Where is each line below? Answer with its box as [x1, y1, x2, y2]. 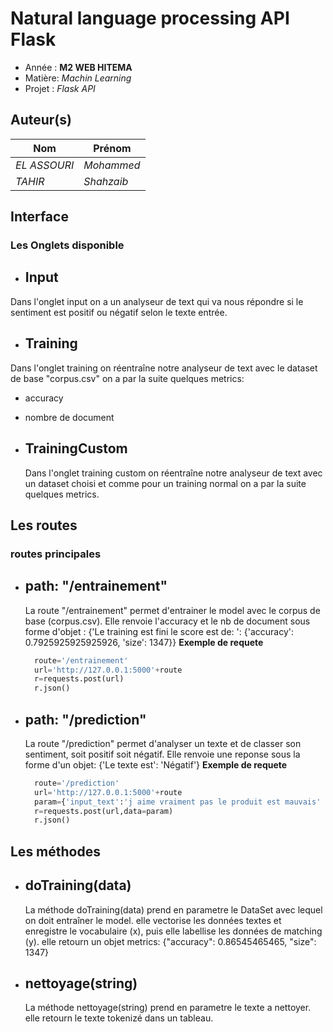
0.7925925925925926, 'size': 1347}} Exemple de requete [24, 636, 264, 648]
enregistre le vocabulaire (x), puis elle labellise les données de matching [24, 925, 323, 937]
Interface [10, 208, 69, 226]
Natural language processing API [10, 7, 290, 30]
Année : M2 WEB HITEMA [24, 61, 133, 73]
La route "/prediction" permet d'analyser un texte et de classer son [24, 737, 302, 749]
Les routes [10, 517, 78, 534]
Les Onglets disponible [10, 238, 125, 252]
